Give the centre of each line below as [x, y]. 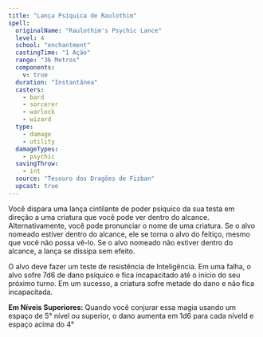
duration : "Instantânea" [57, 82]
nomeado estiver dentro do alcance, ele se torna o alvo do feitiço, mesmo [130, 234]
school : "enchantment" [53, 45]
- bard [33, 97]
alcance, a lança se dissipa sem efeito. [72, 251]
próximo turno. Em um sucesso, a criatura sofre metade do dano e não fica [131, 283]
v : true [35, 75]
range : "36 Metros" [48, 61]
